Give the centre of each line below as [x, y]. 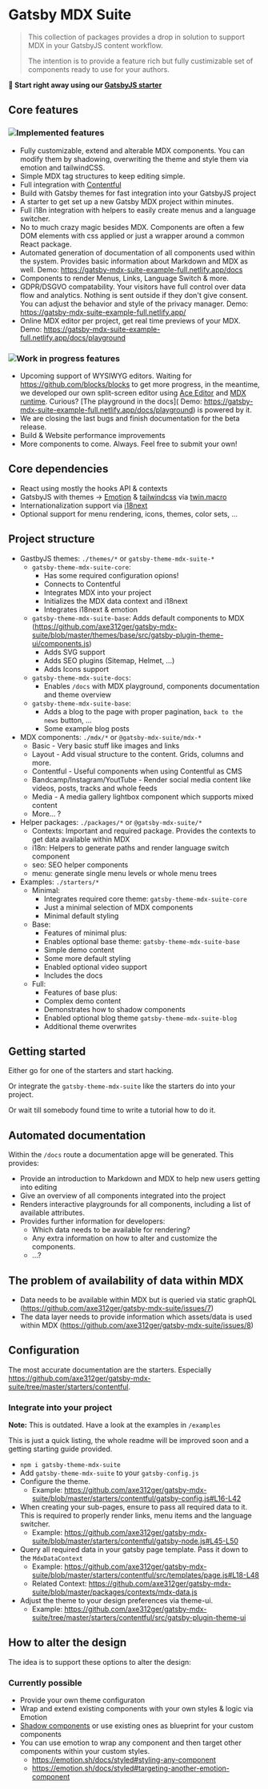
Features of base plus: [80, 992]
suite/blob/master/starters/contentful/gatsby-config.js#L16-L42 [136, 1498]
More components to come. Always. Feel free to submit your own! [128, 444]
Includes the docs [73, 975]
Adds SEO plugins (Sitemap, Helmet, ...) [109, 660]
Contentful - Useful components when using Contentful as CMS [137, 771]
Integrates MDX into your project [98, 592]
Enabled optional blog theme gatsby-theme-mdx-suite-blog [140, 1018]
